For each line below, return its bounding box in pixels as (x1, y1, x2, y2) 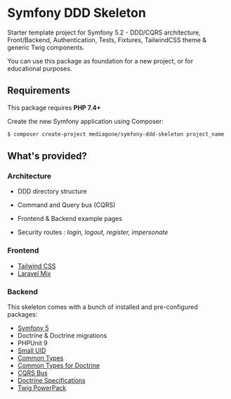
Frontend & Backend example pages (17, 215, 123, 223)
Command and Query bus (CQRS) (17, 201, 116, 209)
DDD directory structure (17, 187, 87, 196)
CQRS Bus (17, 368, 48, 377)
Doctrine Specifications (17, 376, 86, 384)
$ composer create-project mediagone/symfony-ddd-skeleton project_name (7, 130, 225, 138)
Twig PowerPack (17, 384, 67, 392)
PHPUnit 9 (17, 338, 48, 347)
